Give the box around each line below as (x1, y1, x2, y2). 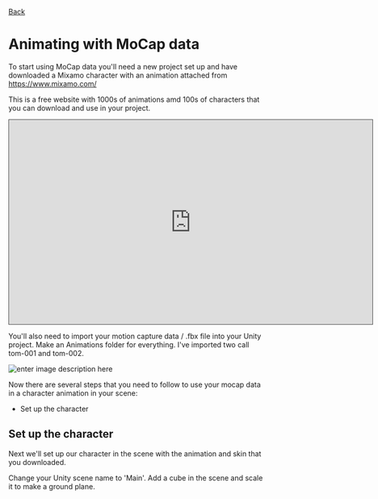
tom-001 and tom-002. (8, 348, 85, 358)
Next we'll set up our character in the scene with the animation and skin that (8, 448, 262, 459)
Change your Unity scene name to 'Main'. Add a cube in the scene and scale (8, 472, 263, 483)
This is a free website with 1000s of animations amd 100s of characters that (8, 94, 260, 104)
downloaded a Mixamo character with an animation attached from (8, 70, 228, 80)
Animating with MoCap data (8, 36, 200, 53)
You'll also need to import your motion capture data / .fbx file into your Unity (8, 331, 262, 341)
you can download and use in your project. (8, 103, 151, 112)
